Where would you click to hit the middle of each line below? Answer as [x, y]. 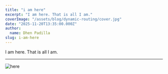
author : [13, 28]
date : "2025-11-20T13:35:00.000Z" [41, 24]
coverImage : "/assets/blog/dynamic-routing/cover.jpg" [63, 19]
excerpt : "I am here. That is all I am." [49, 14]
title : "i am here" [25, 10]
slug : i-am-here [22, 38]
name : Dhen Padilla [30, 33]
